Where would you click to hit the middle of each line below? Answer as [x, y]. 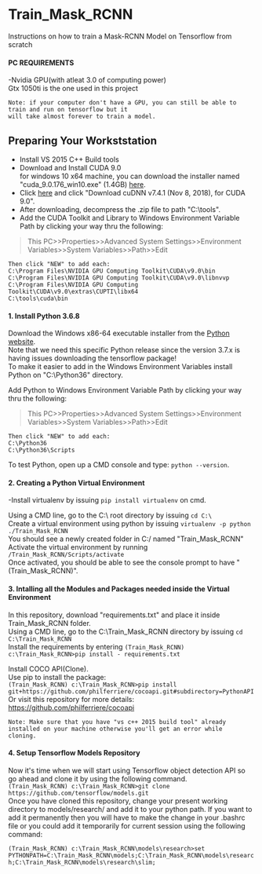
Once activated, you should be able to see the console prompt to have [122, 562]
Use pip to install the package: [57, 677]
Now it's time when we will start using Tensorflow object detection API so [127, 770]
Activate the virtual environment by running [78, 547]
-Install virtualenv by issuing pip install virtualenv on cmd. [107, 500]
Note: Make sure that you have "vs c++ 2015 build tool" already [117, 722]
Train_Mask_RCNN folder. [50, 623]
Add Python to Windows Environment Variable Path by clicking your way [125, 390]
